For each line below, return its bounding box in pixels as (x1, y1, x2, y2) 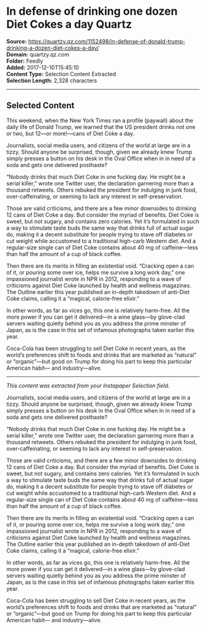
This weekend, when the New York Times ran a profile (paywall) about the (6, 117, 194, 124)
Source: (6, 37, 28, 45)
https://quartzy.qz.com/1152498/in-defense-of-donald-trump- (28, 37, 186, 45)
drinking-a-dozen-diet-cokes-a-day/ (6, 44, 99, 52)
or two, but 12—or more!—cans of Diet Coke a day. (6, 130, 135, 137)
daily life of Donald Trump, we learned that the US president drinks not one (6, 123, 196, 130)
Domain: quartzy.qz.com (6, 50, 69, 58)
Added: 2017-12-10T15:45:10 (6, 63, 80, 71)
